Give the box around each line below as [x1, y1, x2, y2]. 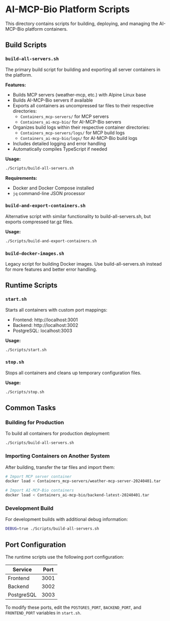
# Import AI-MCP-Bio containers [5, 488, 74, 493]
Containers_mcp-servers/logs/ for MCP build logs [20, 129, 125, 136]
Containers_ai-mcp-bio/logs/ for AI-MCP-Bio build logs [20, 135, 138, 141]
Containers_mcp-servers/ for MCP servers [20, 113, 109, 120]
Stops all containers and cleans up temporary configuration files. [5, 369, 142, 376]
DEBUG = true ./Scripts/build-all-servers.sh [5, 526, 100, 532]
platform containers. [25, 26, 68, 32]
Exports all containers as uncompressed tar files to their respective [12, 102, 154, 108]
